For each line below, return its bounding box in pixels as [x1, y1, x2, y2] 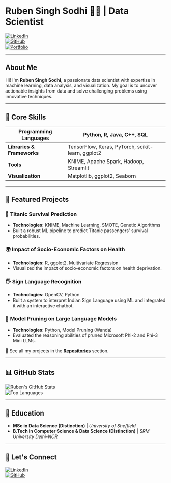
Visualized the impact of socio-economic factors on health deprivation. [12, 265, 162, 271]
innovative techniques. [5, 93, 53, 99]
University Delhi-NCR [12, 433, 58, 440]
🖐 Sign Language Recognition [5, 278, 82, 285]
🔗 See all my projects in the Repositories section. [5, 348, 109, 354]
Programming [18, 128, 52, 135]
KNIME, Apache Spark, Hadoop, [68, 157, 144, 165]
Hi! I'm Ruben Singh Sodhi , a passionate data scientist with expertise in [5, 77, 155, 83]
